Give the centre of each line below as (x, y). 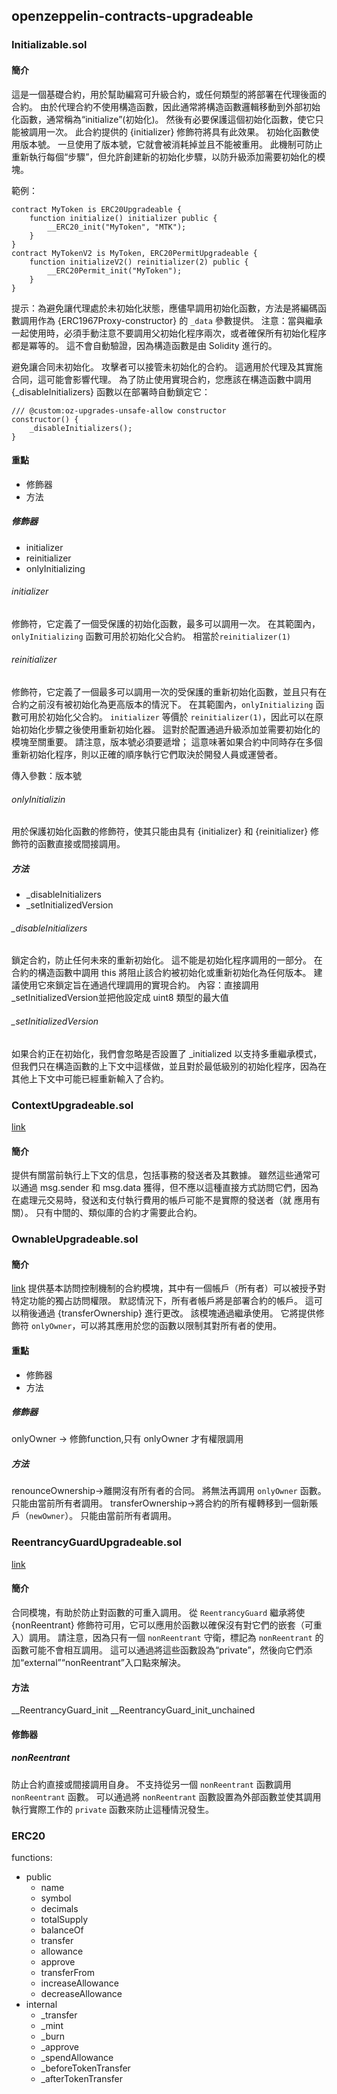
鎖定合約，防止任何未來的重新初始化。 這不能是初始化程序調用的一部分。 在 (167, 960)
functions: (32, 1857)
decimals (59, 1908)
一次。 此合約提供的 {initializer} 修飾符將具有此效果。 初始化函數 (178, 131)
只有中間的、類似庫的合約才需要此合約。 (119, 1213)
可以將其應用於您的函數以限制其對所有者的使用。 (181, 1326)
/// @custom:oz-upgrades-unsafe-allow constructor (119, 410)
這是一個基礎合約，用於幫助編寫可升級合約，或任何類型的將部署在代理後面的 (169, 94)
